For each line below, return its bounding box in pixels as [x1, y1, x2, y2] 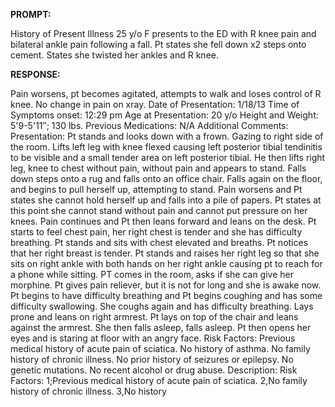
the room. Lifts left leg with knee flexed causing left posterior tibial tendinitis [10, 141, 323, 153]
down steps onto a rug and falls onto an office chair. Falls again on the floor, [10, 173, 323, 184]
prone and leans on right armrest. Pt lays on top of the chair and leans [10, 311, 299, 323]
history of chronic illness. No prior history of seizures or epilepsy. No [10, 354, 294, 365]
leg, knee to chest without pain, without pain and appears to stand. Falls [10, 162, 307, 174]
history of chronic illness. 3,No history [10, 385, 167, 397]
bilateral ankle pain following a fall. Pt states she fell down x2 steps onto [10, 39, 307, 50]
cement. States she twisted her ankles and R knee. [10, 49, 219, 61]
